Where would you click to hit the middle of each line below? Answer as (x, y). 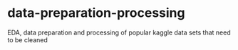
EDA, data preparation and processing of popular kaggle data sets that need (119, 32)
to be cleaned (28, 39)
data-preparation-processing (96, 13)
